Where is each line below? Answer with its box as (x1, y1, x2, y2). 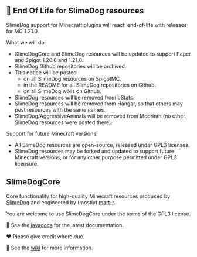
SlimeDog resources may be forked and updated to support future (14, 148, 175, 155)
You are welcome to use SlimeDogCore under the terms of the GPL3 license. (6, 210, 191, 217)
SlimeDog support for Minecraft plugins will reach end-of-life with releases (6, 21, 187, 28)
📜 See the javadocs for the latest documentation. (6, 221, 124, 228)
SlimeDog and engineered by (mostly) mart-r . (6, 198, 116, 205)
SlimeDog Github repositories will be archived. (14, 63, 127, 70)
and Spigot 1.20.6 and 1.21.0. (14, 56, 84, 63)
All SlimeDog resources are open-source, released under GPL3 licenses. (14, 141, 190, 148)
